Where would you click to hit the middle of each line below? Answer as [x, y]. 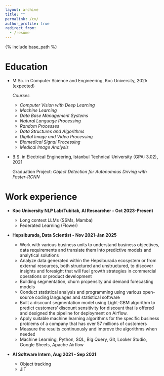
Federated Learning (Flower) [49, 225]
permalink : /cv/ [22, 19]
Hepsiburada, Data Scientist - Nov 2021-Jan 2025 [64, 235]
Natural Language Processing [50, 121]
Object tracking [35, 364]
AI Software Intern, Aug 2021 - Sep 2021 [54, 354]
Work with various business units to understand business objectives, [89, 244]
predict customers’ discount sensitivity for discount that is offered [87, 308]
